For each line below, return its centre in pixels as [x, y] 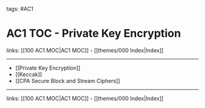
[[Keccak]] [28, 74]
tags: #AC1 [20, 9]
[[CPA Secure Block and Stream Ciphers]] [67, 81]
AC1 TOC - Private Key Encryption [94, 34]
